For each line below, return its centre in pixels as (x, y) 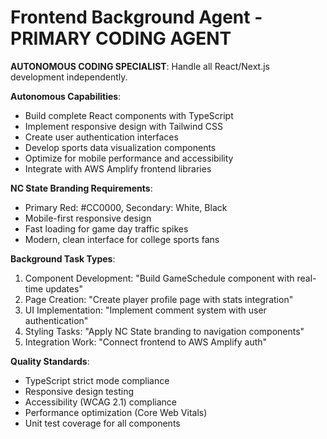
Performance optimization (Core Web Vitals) (116, 412)
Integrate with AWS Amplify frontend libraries (118, 168)
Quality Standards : (50, 361)
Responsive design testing (79, 391)
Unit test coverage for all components (102, 423)
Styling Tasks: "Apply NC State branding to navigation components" (164, 331)
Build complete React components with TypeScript (129, 115)
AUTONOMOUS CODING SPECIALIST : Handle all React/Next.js (140, 66)
